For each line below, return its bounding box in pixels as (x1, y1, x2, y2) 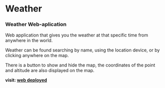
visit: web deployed (5, 77, 47, 83)
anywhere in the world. (5, 37, 53, 43)
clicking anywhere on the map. (5, 52, 69, 58)
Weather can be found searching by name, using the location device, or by (5, 47, 160, 53)
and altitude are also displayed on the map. (5, 67, 95, 73)
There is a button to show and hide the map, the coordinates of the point (5, 62, 155, 68)
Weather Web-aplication (5, 21, 67, 28)
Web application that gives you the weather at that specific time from (5, 32, 148, 38)
